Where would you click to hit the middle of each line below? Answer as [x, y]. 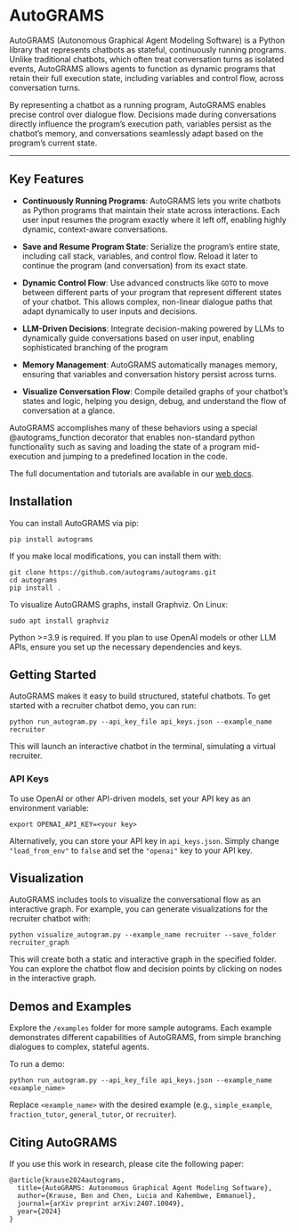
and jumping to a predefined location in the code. [138, 456]
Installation [41, 502]
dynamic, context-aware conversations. [95, 229]
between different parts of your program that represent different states [152, 292]
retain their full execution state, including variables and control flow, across [147, 78]
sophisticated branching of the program [95, 347]
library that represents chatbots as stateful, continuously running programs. [148, 49]
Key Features [47, 179]
